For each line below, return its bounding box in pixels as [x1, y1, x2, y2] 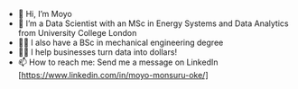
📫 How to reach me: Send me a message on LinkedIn [17, 57, 219, 67]
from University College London [17, 28, 137, 38]
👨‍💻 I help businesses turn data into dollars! [17, 47, 178, 58]
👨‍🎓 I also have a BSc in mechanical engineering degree [17, 37, 224, 48]
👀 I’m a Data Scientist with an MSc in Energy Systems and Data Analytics [17, 18, 289, 29]
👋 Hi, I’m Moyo [17, 9, 72, 19]
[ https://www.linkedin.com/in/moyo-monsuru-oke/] [17, 70, 209, 80]
